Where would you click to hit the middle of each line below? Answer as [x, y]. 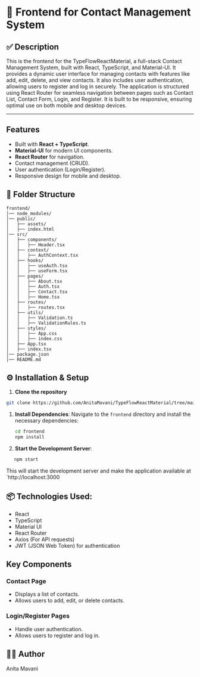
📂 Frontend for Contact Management [99, 12]
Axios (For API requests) [45, 539]
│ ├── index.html [30, 229]
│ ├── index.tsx [29, 349]
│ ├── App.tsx [26, 344]
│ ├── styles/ [26, 328]
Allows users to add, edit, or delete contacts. [70, 601]
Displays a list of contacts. [47, 594]
